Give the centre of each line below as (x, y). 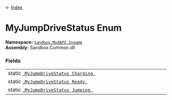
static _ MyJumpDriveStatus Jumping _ (50, 90)
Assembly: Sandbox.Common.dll (40, 47)
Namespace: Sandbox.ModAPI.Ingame (44, 42)
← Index (14, 7)
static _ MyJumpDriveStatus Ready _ (48, 82)
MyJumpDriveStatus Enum (63, 28)
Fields (13, 61)
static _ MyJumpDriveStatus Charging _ (52, 73)
